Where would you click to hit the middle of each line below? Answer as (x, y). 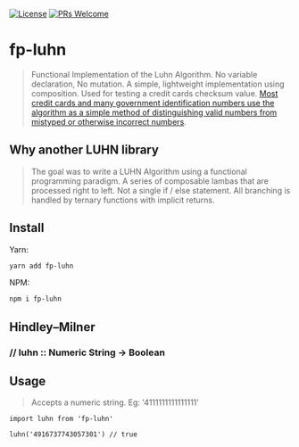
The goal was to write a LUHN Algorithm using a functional (139, 171)
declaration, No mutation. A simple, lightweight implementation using (158, 84)
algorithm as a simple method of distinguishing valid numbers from (154, 112)
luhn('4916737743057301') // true (74, 435)
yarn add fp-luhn (42, 266)
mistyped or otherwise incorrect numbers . (109, 121)
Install (27, 228)
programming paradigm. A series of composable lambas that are (150, 181)
